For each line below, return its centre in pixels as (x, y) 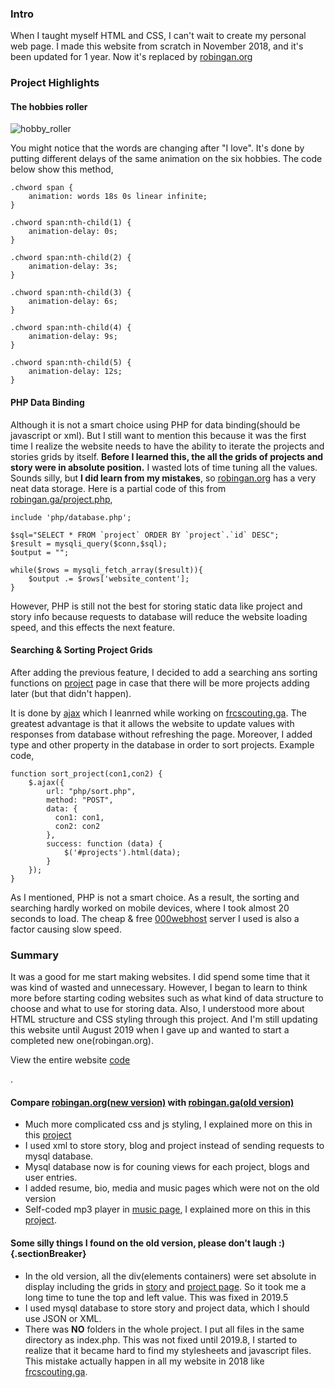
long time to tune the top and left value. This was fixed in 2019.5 (156, 1297)
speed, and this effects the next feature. (93, 627)
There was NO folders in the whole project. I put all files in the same (164, 1329)
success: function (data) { (104, 843)
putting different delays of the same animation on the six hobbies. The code (166, 159)
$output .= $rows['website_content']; (109, 578)
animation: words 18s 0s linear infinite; (118, 197)
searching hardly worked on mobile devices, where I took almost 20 (150, 908)
